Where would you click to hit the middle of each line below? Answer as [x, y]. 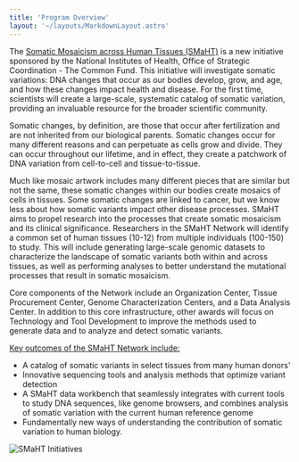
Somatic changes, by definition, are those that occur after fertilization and [145, 125]
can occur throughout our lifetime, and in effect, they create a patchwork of [148, 153]
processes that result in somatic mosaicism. [90, 275]
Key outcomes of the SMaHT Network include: [95, 348]
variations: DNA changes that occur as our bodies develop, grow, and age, [146, 79]
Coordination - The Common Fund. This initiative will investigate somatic [142, 70]
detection [40, 384]
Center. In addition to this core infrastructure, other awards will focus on [141, 311]
